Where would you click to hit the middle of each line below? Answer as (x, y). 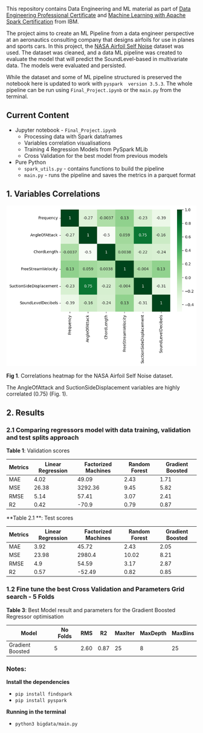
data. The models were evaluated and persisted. (66, 65)
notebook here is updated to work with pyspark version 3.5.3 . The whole (99, 83)
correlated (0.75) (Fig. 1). (37, 394)
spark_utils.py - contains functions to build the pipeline (94, 168)
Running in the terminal (36, 712)
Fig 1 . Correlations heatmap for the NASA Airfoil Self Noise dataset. (90, 376)
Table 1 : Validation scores (38, 451)
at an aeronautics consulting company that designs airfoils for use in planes (100, 40)
